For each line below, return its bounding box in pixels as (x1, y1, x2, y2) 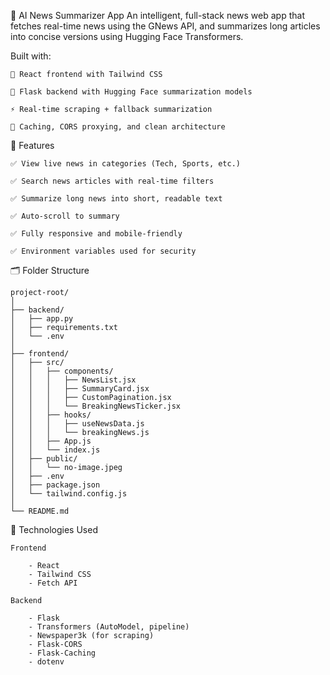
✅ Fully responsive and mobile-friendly (10, 229, 183, 239)
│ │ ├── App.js (10, 436, 92, 446)
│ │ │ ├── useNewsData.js (10, 419, 145, 429)
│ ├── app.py (10, 314, 74, 324)
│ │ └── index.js (10, 445, 101, 455)
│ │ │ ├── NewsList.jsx (10, 375, 137, 385)
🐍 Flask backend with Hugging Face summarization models (10, 87, 253, 97)
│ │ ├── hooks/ (10, 410, 92, 420)
